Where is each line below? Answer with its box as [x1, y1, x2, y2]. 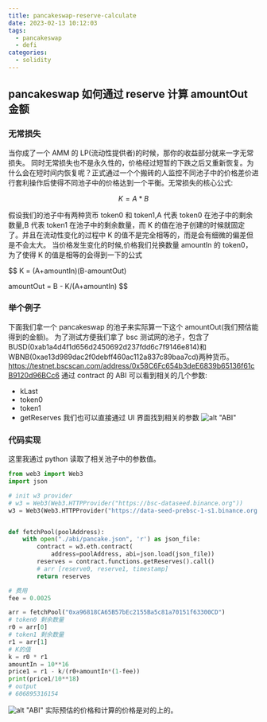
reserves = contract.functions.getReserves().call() [37, 558, 215, 566]
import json [8, 478, 48, 486]
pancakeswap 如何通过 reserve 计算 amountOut [8, 88, 249, 101]
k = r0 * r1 [8, 653, 48, 661]
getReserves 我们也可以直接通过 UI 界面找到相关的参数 [19, 412, 200, 422]
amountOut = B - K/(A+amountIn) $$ [8, 281, 129, 291]
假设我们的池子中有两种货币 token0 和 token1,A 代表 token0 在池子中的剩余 [8, 210, 253, 220]
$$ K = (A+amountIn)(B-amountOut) [8, 266, 127, 275]
